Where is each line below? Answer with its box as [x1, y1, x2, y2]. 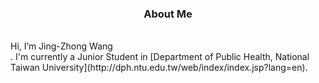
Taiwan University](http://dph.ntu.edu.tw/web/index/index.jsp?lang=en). [10, 62, 308, 74]
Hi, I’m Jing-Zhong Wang [10, 40, 113, 52]
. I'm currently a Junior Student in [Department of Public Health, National [10, 51, 310, 63]
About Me [143, 7, 193, 21]
